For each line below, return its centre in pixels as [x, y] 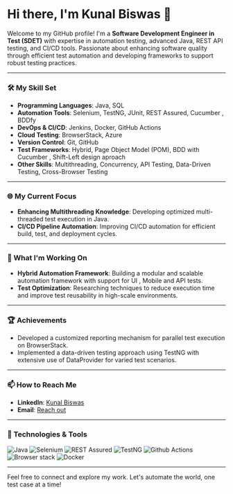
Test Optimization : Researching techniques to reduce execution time [116, 288]
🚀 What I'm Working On [48, 258]
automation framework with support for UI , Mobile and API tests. [110, 280]
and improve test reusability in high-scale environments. [97, 295]
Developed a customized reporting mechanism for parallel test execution [121, 338]
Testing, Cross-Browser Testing [62, 172]
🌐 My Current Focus [42, 196]
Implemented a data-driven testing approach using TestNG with [108, 352]
